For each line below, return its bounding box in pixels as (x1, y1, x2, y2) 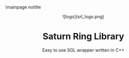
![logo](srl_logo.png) (62, 14, 105, 19)
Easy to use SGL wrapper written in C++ (42, 47, 125, 53)
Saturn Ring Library (42, 31, 125, 42)
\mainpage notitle (5, 4, 41, 10)
